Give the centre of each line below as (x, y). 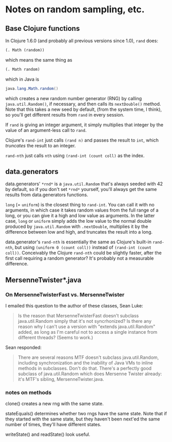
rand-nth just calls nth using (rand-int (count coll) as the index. (75, 156)
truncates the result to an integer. (41, 145)
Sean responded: (24, 348)
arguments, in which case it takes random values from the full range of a (82, 210)
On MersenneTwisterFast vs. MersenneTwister (65, 295)
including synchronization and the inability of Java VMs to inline (85, 363)
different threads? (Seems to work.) (55, 338)
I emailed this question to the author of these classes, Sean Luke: (74, 306)
